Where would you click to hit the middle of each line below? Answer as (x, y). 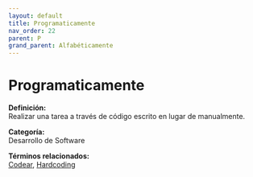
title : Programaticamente (52, 23)
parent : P (25, 38)
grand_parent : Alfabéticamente (61, 46)
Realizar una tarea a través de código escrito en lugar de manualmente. (127, 117)
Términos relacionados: (49, 156)
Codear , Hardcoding (42, 165)
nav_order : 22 (32, 31)
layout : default (35, 16)
